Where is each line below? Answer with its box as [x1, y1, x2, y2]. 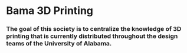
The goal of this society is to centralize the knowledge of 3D [6, 25, 182, 33]
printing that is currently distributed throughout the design [6, 32, 178, 40]
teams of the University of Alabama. [6, 40, 112, 48]
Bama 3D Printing [6, 4, 93, 17]
